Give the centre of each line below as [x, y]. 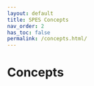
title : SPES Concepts [38, 20]
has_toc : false [29, 32]
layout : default [30, 13]
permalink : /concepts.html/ [47, 39]
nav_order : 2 [26, 26]
